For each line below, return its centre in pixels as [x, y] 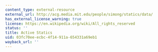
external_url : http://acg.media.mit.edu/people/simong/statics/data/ [79, 14]
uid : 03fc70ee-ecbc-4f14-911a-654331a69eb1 [51, 38]
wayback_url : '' [22, 42]
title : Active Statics [29, 33]
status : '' [16, 28]
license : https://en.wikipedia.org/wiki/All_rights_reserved [70, 24]
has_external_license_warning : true [43, 19]
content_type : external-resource [40, 10]
